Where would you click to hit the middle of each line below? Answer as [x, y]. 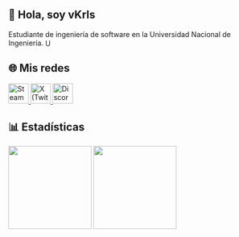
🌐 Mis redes [39, 68]
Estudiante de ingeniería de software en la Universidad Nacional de [119, 34]
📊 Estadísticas [47, 127]
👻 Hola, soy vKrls [52, 15]
